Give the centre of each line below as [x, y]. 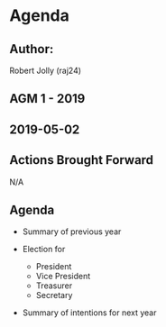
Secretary [54, 295]
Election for [44, 250]
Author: [32, 49]
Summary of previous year [72, 232]
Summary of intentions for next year [89, 313]
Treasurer [54, 286]
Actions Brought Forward [82, 160]
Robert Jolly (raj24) [46, 70]
